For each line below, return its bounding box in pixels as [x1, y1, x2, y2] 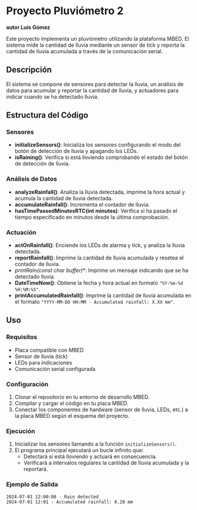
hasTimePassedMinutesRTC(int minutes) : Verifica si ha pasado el [14, 207, 178, 214]
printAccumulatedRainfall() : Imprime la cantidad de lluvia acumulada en [14, 292, 192, 299]
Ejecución [6, 427, 35, 435]
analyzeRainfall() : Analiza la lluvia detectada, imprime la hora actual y [14, 188, 185, 196]
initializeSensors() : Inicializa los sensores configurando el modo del [14, 141, 181, 148]
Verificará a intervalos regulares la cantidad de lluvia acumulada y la [23, 459, 189, 466]
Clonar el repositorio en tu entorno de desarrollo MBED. [14, 394, 150, 401]
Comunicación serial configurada [14, 365, 96, 372]
